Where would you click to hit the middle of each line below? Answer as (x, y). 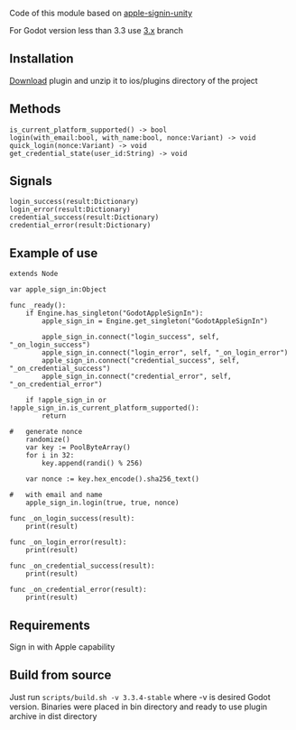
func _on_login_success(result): (72, 519)
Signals (31, 181)
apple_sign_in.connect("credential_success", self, (141, 361)
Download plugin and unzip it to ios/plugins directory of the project (134, 80)
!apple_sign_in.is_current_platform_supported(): (105, 408)
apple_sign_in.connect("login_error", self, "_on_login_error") (165, 353)
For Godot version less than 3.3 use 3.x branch (96, 30)
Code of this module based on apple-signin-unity (101, 13)
